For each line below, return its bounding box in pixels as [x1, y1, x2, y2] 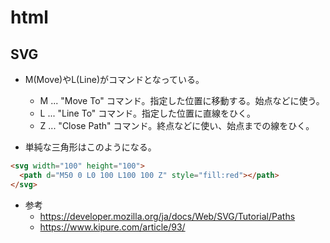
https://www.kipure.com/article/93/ [39, 221, 186, 233]
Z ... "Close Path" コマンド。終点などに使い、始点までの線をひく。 [39, 120, 315, 131]
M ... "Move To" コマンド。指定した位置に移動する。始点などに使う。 [39, 95, 325, 106]
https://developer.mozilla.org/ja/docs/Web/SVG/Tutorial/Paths [39, 210, 296, 222]
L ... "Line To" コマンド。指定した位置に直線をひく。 [39, 107, 256, 119]
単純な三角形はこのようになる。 [24, 141, 157, 153]
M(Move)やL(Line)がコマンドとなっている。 [24, 74, 205, 85]
